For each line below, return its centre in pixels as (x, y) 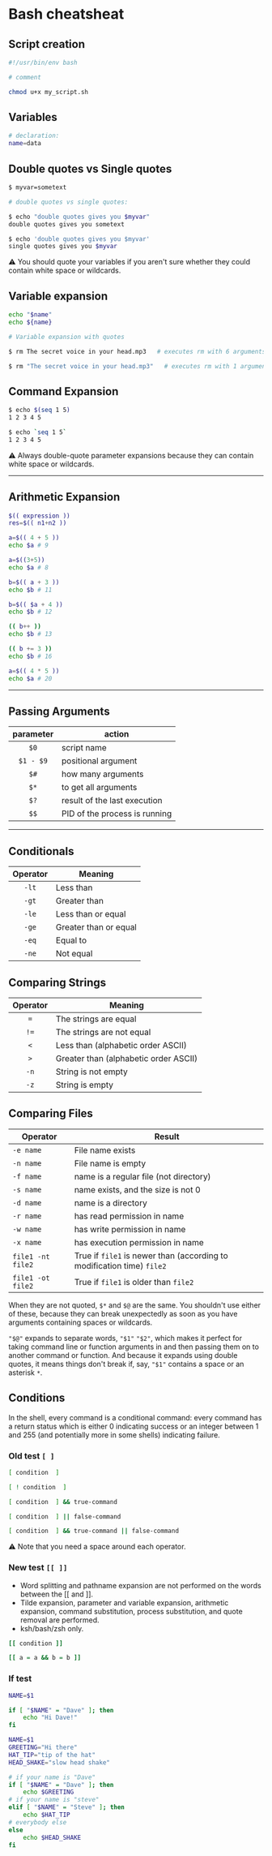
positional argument (100, 761)
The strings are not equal (103, 1032)
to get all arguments (100, 788)
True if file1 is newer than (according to (151, 1256)
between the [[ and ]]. (57, 1594)
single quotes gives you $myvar (63, 247)
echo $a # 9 (28, 546)
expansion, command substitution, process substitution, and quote (131, 1611)
